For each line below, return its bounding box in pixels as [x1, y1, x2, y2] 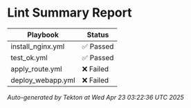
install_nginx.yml [10, 42, 65, 51]
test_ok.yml [10, 53, 48, 62]
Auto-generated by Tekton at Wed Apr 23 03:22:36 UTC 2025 [7, 93, 185, 101]
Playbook [27, 30, 59, 39]
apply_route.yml [10, 64, 62, 73]
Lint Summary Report [7, 5, 132, 21]
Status [87, 30, 109, 39]
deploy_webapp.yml [10, 75, 75, 84]
